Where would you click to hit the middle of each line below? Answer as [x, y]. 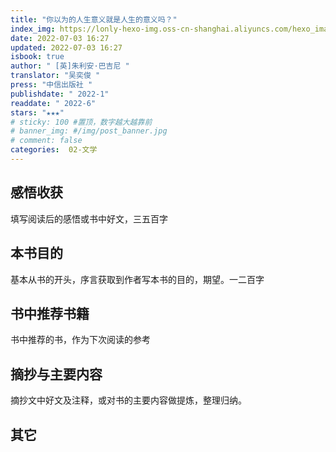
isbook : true [37, 57]
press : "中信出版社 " [51, 85]
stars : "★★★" [37, 112]
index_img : [33, 29]
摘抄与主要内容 [56, 374]
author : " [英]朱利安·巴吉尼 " [70, 66]
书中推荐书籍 [50, 313]
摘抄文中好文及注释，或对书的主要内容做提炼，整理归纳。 [128, 400]
